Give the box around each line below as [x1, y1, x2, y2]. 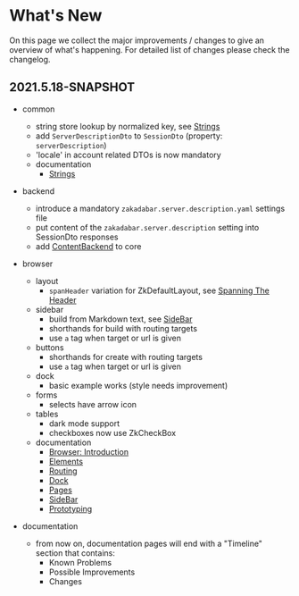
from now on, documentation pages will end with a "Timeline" [35, 538, 263, 549]
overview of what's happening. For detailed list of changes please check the [9, 44, 290, 55]
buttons [35, 341, 64, 353]
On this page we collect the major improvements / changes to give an [9, 35, 265, 46]
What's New [9, 5, 103, 26]
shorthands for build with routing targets [48, 323, 198, 333]
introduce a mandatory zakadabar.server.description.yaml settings [35, 203, 286, 214]
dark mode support [48, 417, 120, 429]
